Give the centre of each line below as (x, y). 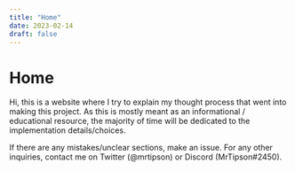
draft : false (33, 34)
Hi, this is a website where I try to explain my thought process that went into (148, 102)
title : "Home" (36, 17)
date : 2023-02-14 (41, 26)
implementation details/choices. (68, 130)
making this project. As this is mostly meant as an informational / (128, 112)
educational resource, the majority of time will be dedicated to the (130, 121)
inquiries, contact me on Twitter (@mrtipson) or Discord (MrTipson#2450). (146, 157)
